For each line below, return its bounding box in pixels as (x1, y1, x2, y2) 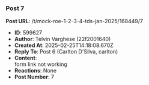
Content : (14, 55, 37, 62)
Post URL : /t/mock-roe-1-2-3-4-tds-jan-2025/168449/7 (5, 18, 144, 25)
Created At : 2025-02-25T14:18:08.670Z (14, 42, 114, 49)
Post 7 (5, 4, 25, 12)
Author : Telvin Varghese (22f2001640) (14, 36, 111, 43)
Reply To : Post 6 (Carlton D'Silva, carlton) (14, 48, 118, 55)
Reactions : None (14, 67, 57, 74)
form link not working (14, 61, 67, 68)
